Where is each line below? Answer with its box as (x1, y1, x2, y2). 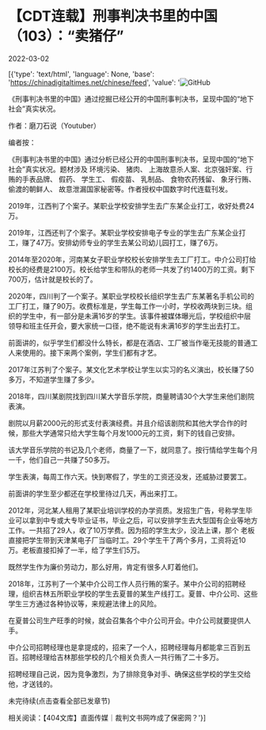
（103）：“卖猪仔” (8, 27, 124, 45)
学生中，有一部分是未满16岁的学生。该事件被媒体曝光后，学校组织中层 (21, 311, 252, 321)
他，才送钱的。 (8, 679, 57, 689)
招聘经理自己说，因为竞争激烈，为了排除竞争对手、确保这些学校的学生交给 (8, 669, 251, 678)
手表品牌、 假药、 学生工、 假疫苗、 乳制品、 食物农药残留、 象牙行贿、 (21, 174, 256, 183)
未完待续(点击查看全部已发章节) (8, 696, 111, 705)
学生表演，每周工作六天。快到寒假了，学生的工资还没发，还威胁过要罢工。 (8, 471, 251, 481)
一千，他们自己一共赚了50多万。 (8, 455, 115, 464)
